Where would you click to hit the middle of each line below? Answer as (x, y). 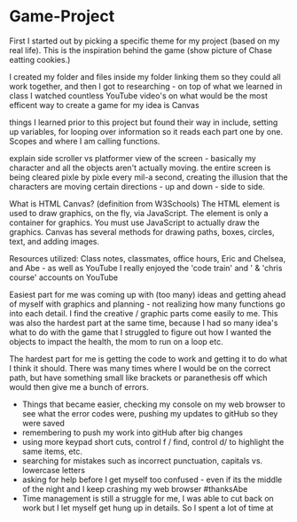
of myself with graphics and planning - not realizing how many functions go (147, 304)
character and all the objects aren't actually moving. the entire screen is (140, 168)
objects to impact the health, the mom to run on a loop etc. (116, 341)
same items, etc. (52, 451)
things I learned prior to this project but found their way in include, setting (144, 122)
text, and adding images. (55, 241)
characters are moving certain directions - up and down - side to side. (137, 186)
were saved (43, 423)
